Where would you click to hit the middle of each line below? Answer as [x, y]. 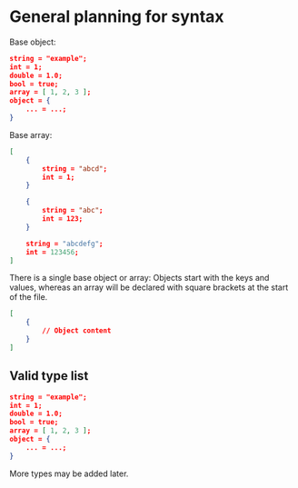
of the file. [29, 297]
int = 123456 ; [52, 252]
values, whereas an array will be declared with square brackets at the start [149, 287]
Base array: [31, 134]
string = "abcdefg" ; [65, 244]
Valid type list [49, 376]
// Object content [77, 331]
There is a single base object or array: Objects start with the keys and [139, 278]
